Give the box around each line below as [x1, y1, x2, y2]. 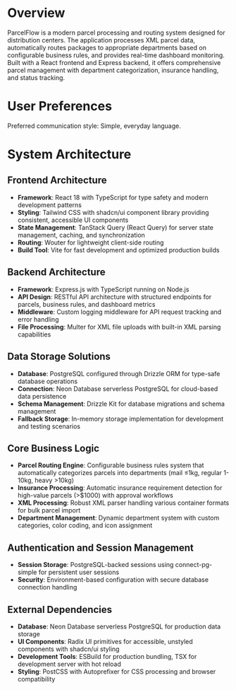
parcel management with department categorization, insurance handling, [7, 66, 219, 74]
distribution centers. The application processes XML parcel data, [7, 35, 196, 44]
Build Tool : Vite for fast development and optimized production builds [17, 245, 220, 254]
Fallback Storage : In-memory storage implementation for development [17, 414, 224, 423]
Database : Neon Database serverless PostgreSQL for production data [17, 622, 221, 631]
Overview [7, 5, 66, 21]
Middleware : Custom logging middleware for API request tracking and [17, 308, 222, 316]
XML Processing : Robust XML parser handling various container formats [17, 498, 230, 507]
